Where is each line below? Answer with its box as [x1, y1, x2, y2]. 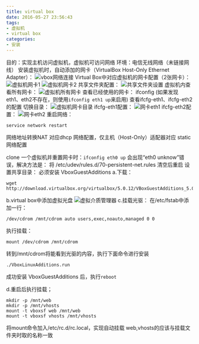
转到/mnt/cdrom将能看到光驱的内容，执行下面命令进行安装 [6, 250, 149, 257]
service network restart [6, 122, 68, 128]
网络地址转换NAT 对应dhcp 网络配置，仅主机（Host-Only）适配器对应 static [6, 133, 191, 141]
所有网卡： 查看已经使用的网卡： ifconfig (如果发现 [11, 88, 179, 95]
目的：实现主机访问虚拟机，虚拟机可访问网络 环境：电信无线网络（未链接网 [6, 59, 190, 66]
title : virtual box [6, 8, 54, 15]
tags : [6, 20, 20, 26]
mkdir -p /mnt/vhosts [6, 302, 60, 308]
